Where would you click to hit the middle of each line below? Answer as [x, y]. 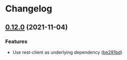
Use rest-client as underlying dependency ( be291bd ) [67, 52]
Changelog [29, 9]
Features [16, 41]
